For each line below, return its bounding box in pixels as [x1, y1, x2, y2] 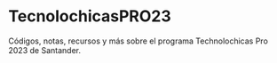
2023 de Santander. [8, 44, 82, 55]
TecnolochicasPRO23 [8, 6, 172, 27]
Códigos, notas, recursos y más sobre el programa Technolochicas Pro [8, 35, 268, 46]
